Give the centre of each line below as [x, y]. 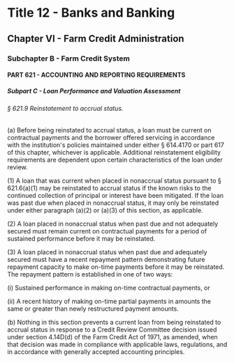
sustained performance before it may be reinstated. [81, 238]
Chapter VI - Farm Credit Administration [96, 39]
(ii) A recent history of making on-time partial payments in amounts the [109, 301]
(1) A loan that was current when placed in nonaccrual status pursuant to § [115, 180]
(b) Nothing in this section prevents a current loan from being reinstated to [114, 322]
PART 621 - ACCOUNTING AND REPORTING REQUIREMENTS [96, 75]
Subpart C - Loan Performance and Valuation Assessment [94, 91]
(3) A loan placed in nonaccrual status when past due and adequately [107, 252]
